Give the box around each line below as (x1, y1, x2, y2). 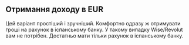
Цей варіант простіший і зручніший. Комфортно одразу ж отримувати (5, 20, 181, 27)
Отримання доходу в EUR (5, 5, 104, 14)
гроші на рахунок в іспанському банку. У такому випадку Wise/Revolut (5, 26, 183, 33)
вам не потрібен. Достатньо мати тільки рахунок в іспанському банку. (5, 32, 184, 39)
